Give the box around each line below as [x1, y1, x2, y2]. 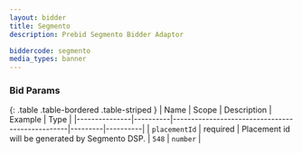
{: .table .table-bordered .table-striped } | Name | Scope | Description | [9, 104, 272, 115]
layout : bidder [9, 13, 67, 22]
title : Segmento [9, 22, 71, 31]
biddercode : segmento [9, 46, 91, 55]
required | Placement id [203, 123, 291, 135]
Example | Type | [9, 114, 72, 125]
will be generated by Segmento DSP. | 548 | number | [9, 133, 202, 144]
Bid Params [9, 85, 61, 97]
